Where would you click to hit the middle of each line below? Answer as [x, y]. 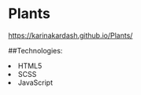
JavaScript [36, 82]
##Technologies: [35, 50]
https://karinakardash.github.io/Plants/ [70, 35]
